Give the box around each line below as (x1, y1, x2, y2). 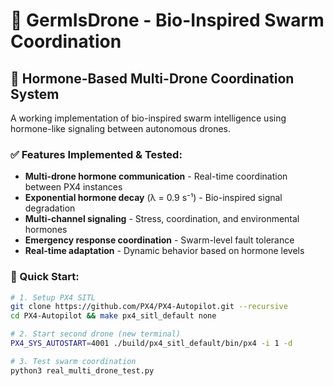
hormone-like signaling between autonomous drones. (10, 123, 232, 134)
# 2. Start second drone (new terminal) (10, 329, 182, 339)
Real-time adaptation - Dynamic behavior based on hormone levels (24, 245, 305, 257)
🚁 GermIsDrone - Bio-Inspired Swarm (10, 9, 325, 32)
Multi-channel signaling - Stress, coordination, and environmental (24, 213, 300, 225)
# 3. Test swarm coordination (10, 356, 137, 366)
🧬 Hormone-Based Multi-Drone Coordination (10, 70, 295, 87)
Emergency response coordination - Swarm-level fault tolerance (24, 234, 295, 246)
